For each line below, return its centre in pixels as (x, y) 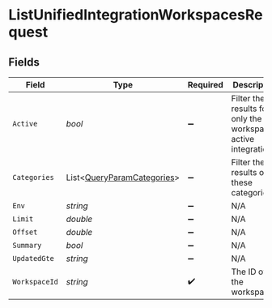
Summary (27, 245)
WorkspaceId (36, 282)
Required (206, 85)
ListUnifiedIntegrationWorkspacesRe (136, 15)
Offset (25, 232)
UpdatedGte (33, 258)
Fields (24, 62)
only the (246, 119)
